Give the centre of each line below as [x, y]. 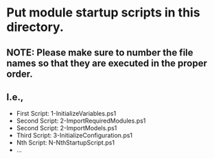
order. [20, 74]
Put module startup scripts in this [103, 13]
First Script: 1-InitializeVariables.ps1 [66, 114]
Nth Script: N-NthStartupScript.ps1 [65, 143]
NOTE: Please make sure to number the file [100, 52]
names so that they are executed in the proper [107, 63]
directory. [35, 27]
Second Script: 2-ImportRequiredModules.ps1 [81, 121]
